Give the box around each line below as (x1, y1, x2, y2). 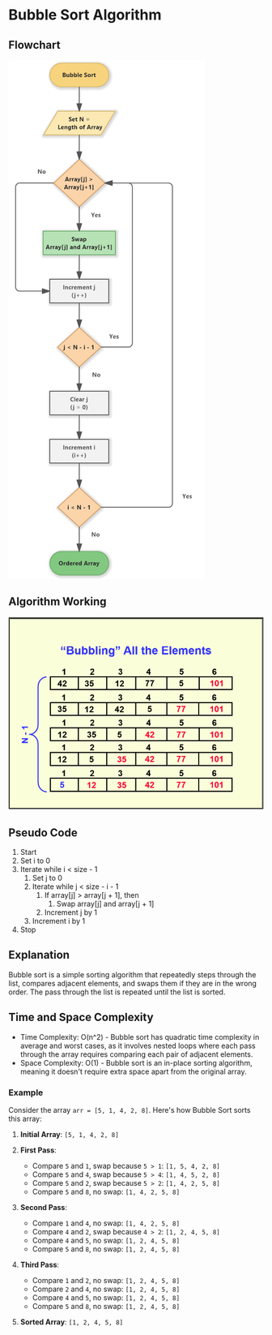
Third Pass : (19, 1260, 59, 1269)
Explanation (8, 948, 70, 962)
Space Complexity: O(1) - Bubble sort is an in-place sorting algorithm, (19, 1058, 253, 1067)
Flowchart (8, 38, 61, 52)
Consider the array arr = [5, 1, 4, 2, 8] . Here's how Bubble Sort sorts (8, 1105, 251, 1114)
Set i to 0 (19, 856, 51, 865)
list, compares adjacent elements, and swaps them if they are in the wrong (8, 978, 257, 988)
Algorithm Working (8, 595, 107, 609)
